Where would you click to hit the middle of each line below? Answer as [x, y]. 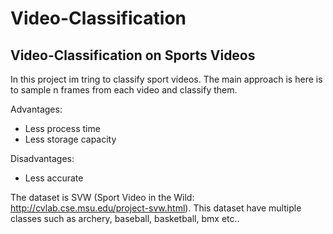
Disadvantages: [42, 158]
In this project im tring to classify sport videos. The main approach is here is [166, 79]
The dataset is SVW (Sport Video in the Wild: [102, 197]
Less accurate [54, 178]
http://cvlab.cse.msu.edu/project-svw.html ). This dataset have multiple [156, 208]
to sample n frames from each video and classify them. [124, 90]
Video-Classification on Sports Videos [133, 55]
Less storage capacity [70, 139]
